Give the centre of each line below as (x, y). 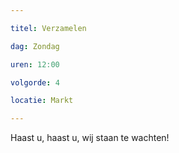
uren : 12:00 (35, 64)
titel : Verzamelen (48, 28)
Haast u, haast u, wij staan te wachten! (90, 138)
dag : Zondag (35, 46)
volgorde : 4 (35, 82)
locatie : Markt (42, 101)
